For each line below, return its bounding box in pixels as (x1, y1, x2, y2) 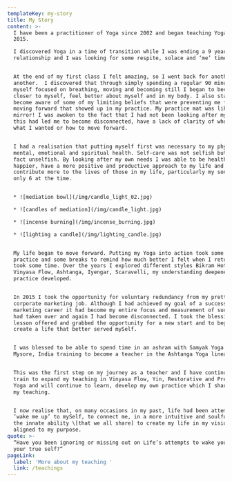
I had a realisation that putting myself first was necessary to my (13, 143, 215, 150)
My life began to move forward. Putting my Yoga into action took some (13, 249, 224, 256)
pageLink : (7, 452, 36, 459)
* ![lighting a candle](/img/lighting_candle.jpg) (13, 231, 162, 238)
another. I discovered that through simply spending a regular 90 (13, 79, 212, 86)
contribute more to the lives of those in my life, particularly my (13, 168, 215, 176)
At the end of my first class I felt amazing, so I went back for (13, 73, 209, 80)
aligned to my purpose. (13, 426, 81, 434)
